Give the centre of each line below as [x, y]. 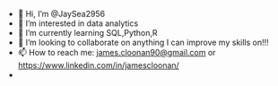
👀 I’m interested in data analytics [78, 23]
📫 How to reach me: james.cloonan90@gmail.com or [117, 52]
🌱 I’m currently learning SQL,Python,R [88, 33]
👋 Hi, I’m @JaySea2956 [61, 14]
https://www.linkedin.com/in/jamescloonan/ [98, 65]
